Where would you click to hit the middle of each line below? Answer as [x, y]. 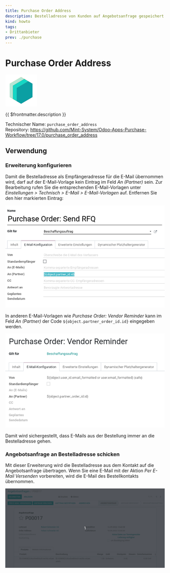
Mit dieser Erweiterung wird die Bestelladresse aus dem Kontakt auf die [80, 465]
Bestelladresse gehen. [29, 441]
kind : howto [18, 21]
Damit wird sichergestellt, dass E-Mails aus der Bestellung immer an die [80, 435]
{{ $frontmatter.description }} [36, 114]
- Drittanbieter [22, 32]
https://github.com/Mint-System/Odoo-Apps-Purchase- [88, 129]
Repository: [17, 129]
